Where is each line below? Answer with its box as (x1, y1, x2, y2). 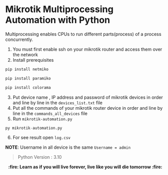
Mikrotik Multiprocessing (5, 4, 114, 15)
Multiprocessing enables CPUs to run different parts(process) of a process (5, 31, 161, 37)
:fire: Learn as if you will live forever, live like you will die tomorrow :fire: (8, 164, 162, 170)
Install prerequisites (12, 57, 54, 63)
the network (12, 52, 38, 58)
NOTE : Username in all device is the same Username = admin (5, 144, 131, 150)
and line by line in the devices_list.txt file (12, 100, 103, 106)
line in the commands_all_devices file (12, 110, 88, 116)
